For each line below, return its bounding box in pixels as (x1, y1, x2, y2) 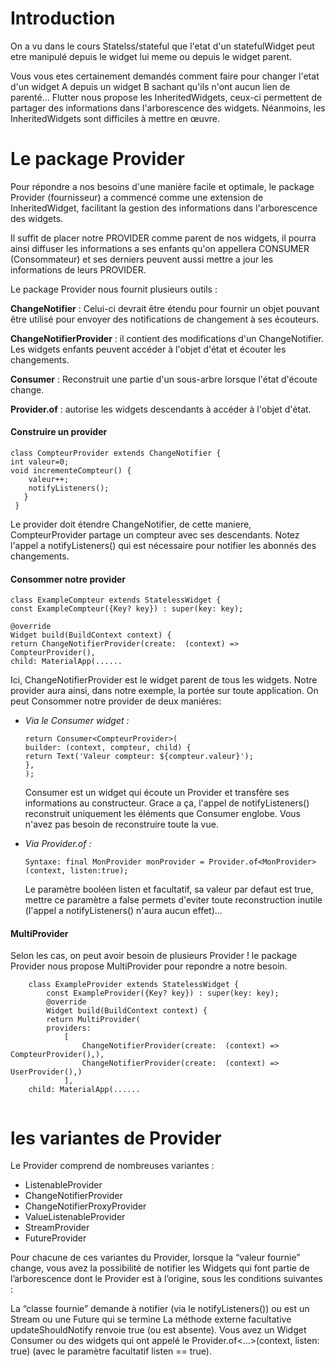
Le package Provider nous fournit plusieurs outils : (10, 283, 218, 295)
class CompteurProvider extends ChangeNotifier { (10, 448, 222, 459)
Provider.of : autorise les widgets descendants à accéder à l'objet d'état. (10, 403, 312, 415)
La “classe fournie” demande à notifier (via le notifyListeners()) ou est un (10, 1303, 310, 1315)
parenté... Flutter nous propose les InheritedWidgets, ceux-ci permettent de (10, 91, 323, 103)
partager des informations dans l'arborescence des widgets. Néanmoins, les (10, 102, 326, 114)
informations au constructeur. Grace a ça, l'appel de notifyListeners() (24, 797, 310, 809)
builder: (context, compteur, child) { (24, 743, 192, 753)
